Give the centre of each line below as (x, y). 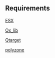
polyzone (15, 49)
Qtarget (13, 40)
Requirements (27, 8)
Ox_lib (12, 30)
